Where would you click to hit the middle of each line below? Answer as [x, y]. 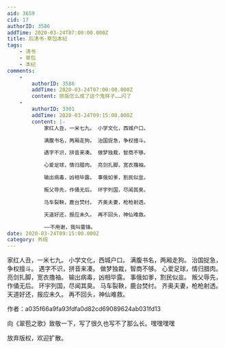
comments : [21, 71]
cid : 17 [18, 20]
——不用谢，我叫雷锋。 [70, 227]
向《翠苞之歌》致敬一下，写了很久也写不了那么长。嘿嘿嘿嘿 [91, 323]
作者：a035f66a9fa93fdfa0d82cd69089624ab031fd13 [84, 309]
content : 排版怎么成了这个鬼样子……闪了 [82, 97]
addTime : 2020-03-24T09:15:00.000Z [82, 115]
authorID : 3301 [53, 109]
